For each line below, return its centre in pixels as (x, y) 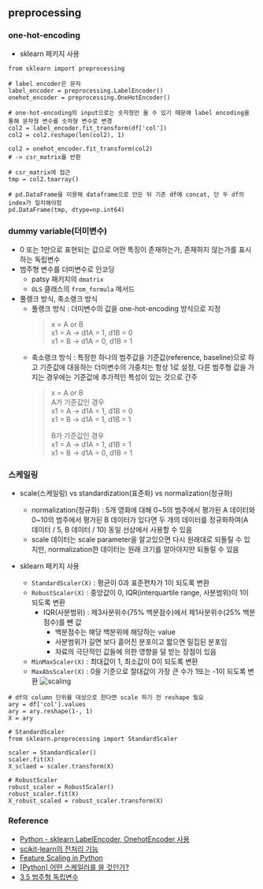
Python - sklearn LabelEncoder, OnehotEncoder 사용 (105, 839)
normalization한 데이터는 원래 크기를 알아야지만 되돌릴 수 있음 (144, 550)
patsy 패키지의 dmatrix (67, 279)
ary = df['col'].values (47, 705)
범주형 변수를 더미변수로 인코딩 (67, 269)
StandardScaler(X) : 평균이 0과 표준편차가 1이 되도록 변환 (120, 583)
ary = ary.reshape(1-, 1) (50, 712)
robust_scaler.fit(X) (44, 795)
